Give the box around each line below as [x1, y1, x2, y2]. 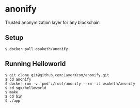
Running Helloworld [5, 60, 66, 68]
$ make [5, 90, 18, 94]
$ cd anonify [5, 77, 31, 82]
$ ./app [5, 98, 21, 103]
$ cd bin [5, 94, 23, 99]
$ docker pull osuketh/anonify [5, 46, 68, 52]
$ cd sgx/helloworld [5, 85, 47, 90]
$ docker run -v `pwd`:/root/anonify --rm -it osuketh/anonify [5, 81, 136, 86]
